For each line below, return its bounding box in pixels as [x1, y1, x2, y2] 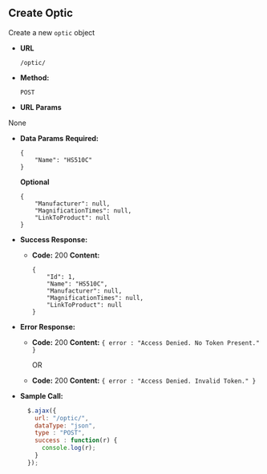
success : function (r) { [34, 436, 118, 444]
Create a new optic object [8, 27, 95, 37]
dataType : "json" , [34, 421, 96, 430]
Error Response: [19, 322, 76, 331]
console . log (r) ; [41, 444, 96, 452]
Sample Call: [19, 391, 63, 400]
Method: [19, 72, 50, 83]
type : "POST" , [34, 429, 86, 437]
